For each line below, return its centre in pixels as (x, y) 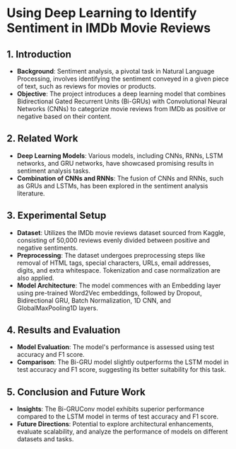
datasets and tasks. (45, 439)
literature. (31, 193)
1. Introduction (39, 54)
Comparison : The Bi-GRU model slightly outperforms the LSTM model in (123, 362)
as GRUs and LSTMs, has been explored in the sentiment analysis (112, 186)
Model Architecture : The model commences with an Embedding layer (119, 285)
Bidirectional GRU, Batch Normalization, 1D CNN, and (94, 300)
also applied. (35, 278)
